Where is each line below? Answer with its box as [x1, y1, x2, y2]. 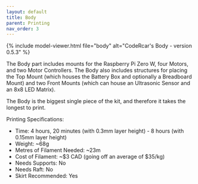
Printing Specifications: [6, 116, 65, 123]
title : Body [6, 14, 36, 21]
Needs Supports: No [14, 159, 66, 167]
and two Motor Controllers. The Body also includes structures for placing [6, 67, 188, 74]
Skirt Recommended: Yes [14, 173, 78, 180]
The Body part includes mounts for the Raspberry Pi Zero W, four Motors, [6, 60, 189, 68]
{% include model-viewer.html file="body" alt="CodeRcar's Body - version [6, 42, 192, 49]
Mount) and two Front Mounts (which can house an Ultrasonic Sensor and [6, 80, 190, 87]
